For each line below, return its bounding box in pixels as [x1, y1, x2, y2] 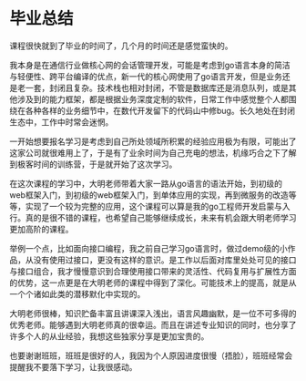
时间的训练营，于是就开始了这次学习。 [33, 159, 178, 170]
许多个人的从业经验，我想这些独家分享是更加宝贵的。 [9, 330, 209, 342]
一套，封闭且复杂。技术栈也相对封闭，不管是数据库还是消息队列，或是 [25, 82, 289, 93]
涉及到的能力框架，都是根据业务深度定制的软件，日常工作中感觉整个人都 [16, 93, 289, 105]
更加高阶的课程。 [9, 223, 74, 234]
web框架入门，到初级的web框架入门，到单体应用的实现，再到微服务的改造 [9, 189, 289, 201]
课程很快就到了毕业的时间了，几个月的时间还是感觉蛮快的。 [9, 40, 233, 51]
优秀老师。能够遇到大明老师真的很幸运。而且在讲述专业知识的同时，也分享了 [9, 319, 297, 330]
